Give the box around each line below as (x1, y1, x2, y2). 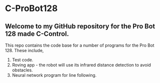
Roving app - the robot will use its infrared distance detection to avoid (12, 62, 151, 68)
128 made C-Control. (5, 29, 69, 38)
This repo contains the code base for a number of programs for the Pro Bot (5, 42, 155, 48)
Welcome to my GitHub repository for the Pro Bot (5, 22, 156, 30)
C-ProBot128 (5, 3, 58, 14)
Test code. (12, 57, 33, 63)
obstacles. (12, 67, 33, 73)
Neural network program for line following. (12, 72, 97, 78)
